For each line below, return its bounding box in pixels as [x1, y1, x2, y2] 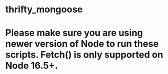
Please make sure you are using [5, 27, 143, 39]
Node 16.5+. [5, 60, 58, 71]
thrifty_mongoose [5, 4, 83, 15]
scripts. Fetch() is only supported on [5, 49, 163, 61]
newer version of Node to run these [5, 38, 159, 50]
